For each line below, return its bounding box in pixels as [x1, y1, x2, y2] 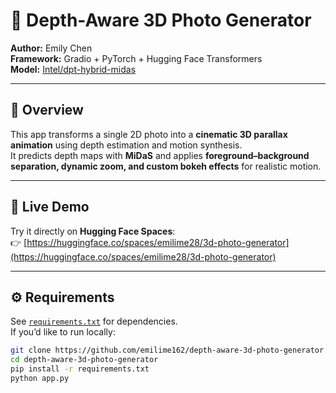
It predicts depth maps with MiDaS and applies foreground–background [10, 149, 310, 161]
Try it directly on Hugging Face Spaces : [10, 225, 176, 237]
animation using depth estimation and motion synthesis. [10, 139, 243, 151]
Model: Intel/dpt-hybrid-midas [10, 63, 137, 75]
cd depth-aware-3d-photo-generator [10, 355, 159, 365]
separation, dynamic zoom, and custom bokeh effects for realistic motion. [10, 160, 322, 172]
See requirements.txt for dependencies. [10, 315, 178, 328]
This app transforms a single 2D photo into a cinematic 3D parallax [10, 128, 288, 140]
